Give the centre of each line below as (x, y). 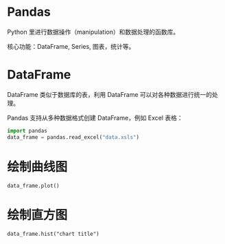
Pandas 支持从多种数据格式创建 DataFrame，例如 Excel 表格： (95, 118)
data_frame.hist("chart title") (53, 234)
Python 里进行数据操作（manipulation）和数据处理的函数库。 (93, 32)
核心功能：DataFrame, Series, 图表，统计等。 (71, 46)
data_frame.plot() (33, 186)
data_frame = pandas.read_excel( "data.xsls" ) (73, 137)
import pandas (27, 131)
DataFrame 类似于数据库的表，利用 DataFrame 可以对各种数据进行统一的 (110, 94)
